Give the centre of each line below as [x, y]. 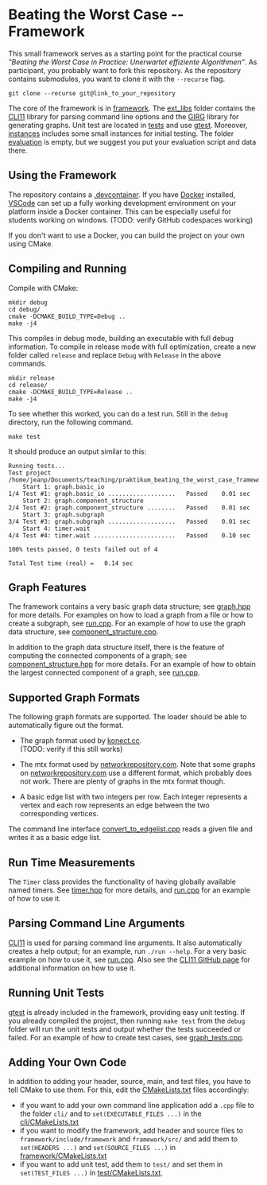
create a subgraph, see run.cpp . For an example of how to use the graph [127, 623]
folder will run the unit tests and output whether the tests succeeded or [125, 1029]
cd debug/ [25, 309]
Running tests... [37, 466]
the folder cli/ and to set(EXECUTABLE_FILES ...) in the [110, 1113]
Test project [30, 473]
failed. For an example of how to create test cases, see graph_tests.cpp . [126, 1037]
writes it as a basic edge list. [55, 838]
